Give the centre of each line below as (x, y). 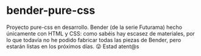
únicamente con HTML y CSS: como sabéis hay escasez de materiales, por (100, 33)
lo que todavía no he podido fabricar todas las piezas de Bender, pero (94, 40)
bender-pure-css (51, 11)
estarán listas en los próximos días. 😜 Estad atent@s (73, 46)
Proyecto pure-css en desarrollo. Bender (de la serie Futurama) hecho (94, 27)
